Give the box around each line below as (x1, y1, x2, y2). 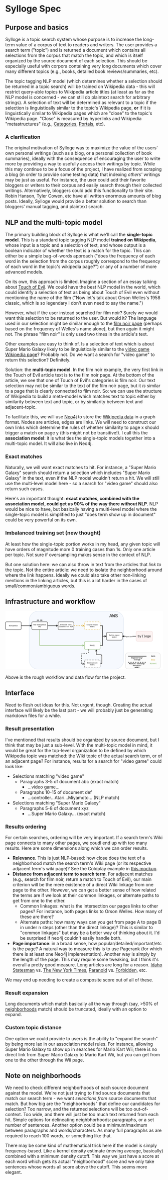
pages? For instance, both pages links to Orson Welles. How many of (20, 908, 162, 914)
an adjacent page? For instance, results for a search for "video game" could (5, 758, 162, 764)
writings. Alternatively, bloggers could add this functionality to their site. (5, 188, 154, 194)
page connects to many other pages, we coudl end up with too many (5, 840, 147, 846)
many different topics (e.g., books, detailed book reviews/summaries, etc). (5, 68, 159, 74)
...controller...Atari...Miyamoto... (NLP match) (27, 794, 120, 800)
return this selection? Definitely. (5, 357, 71, 363)
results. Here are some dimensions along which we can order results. (5, 845, 148, 851)
